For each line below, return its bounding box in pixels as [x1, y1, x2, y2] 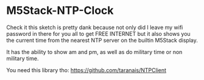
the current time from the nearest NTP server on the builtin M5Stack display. [6, 36, 198, 44]
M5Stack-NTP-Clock [6, 4, 114, 18]
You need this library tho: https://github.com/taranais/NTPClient [6, 66, 166, 73]
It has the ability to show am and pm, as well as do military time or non [6, 48, 183, 55]
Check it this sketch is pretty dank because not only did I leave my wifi [6, 24, 183, 31]
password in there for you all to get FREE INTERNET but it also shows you [6, 30, 191, 37]
